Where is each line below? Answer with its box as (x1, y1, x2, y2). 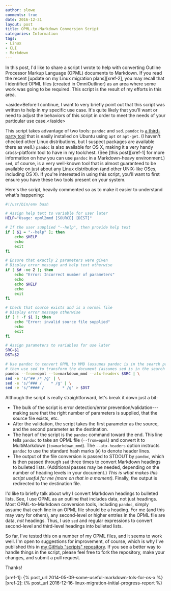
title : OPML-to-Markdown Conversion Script (5, 27, 99, 32)
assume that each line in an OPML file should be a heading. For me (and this (5, 507, 165, 513)
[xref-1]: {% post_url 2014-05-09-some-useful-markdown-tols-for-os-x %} (5, 575, 163, 581)
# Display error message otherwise (5, 310, 81, 315)
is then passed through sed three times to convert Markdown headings (12, 459, 161, 465)
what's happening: (5, 192, 44, 198)
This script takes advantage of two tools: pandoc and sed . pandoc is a (5, 127, 148, 133)
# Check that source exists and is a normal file (5, 305, 113, 310)
